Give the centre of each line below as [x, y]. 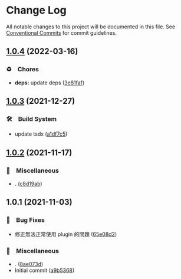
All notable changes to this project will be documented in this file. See [91, 27]
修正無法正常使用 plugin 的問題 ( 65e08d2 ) [66, 234]
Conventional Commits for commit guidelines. [61, 32]
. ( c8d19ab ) [28, 184]
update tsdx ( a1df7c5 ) [41, 134]
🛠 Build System [32, 119]
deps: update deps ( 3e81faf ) [50, 83]
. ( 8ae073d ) [29, 264]
